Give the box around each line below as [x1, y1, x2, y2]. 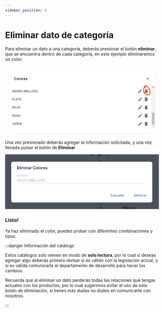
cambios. [5, 267, 24, 273]
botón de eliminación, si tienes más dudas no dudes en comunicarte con [5, 288, 151, 293]
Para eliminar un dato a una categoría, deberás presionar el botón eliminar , [5, 45, 156, 51]
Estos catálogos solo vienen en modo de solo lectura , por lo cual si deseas [5, 252, 156, 258]
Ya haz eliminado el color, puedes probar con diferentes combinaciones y [5, 228, 153, 234]
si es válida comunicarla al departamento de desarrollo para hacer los [5, 262, 145, 268]
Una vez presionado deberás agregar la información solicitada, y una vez [5, 139, 152, 145]
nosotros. [5, 292, 24, 298]
